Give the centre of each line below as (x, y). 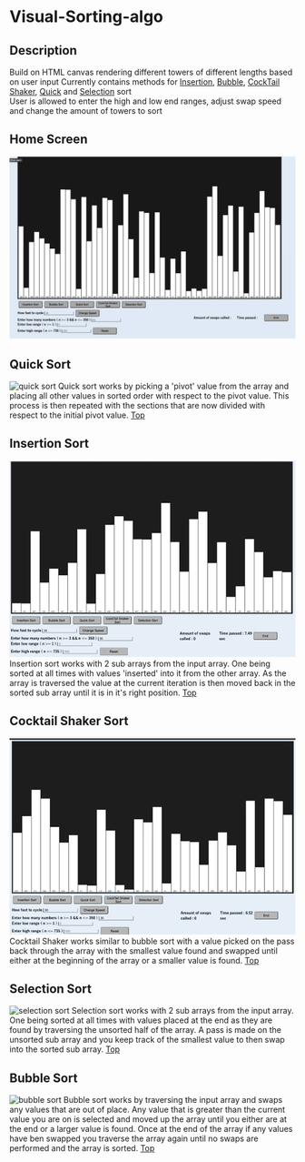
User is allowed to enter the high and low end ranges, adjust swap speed (146, 101)
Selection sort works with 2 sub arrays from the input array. (182, 1011)
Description (43, 51)
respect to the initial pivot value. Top (77, 415)
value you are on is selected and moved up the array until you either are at (148, 1119)
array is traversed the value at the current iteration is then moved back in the (152, 682)
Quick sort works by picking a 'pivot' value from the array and (173, 386)
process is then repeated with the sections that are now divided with (138, 406)
